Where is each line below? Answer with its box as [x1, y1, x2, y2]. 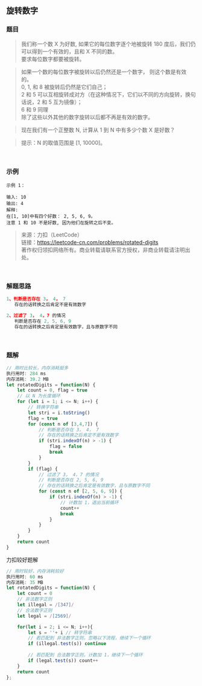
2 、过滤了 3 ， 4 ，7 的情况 [6, 313, 66, 319]
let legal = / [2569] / [17, 613, 71, 619]
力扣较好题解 [6, 556, 38, 563]
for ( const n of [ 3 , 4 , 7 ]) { [28, 421, 98, 427]
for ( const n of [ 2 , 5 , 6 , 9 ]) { [38, 488, 123, 495]
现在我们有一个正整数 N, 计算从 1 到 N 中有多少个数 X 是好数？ [21, 126, 175, 133]
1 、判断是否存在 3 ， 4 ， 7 [6, 296, 66, 302]
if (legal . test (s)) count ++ [28, 657, 98, 664]
